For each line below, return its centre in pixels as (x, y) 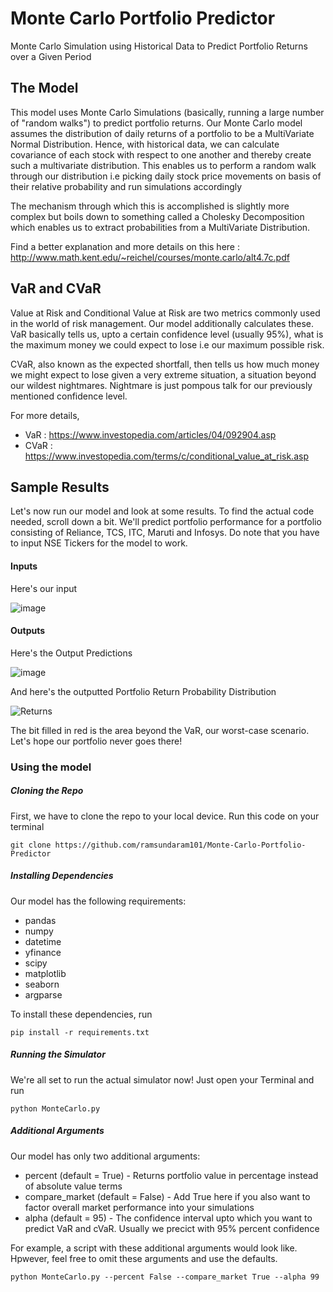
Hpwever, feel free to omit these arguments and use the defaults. (144, 1258)
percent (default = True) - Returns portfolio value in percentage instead (171, 1175)
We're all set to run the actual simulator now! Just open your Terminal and (162, 1079)
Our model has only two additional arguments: (105, 1156)
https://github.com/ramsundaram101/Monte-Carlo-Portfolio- (180, 845)
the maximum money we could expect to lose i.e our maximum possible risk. (167, 344)
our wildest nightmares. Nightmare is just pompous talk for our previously (161, 385)
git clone (31, 845)
